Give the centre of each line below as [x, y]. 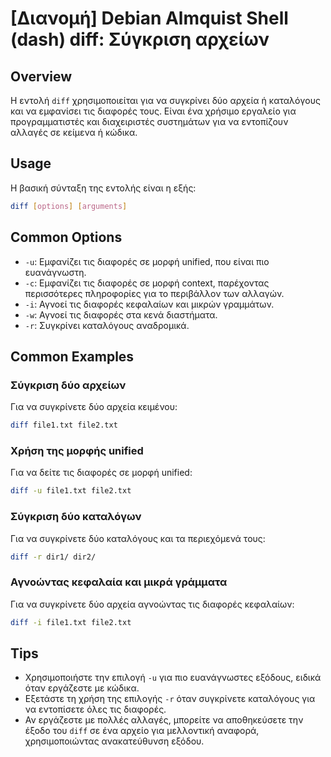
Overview [41, 76]
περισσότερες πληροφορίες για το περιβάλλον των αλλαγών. [154, 293]
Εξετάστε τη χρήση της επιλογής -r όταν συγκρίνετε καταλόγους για [170, 699]
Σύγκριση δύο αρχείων [68, 385]
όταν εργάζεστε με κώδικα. [82, 688]
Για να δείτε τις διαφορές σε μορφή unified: [101, 473]
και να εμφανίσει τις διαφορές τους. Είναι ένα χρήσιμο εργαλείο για [153, 111]
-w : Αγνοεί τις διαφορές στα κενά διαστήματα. [121, 314]
